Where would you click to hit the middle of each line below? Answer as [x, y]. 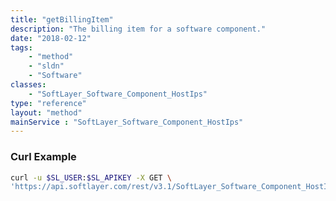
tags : [21, 47]
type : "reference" [48, 103]
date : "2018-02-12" [51, 38]
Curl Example [43, 157]
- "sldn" [46, 66]
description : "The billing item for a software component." [138, 29]
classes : [28, 85]
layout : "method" [46, 112]
